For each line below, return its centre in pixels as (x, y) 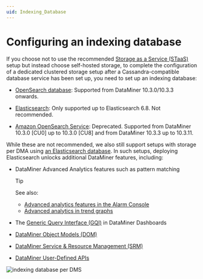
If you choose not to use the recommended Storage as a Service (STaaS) (98, 59)
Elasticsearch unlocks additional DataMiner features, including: (85, 157)
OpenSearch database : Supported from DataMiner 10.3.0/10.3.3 (94, 90)
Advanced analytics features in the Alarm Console (87, 204)
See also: (27, 192)
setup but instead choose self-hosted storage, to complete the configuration (102, 65)
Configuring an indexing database (94, 42)
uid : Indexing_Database (36, 12)
